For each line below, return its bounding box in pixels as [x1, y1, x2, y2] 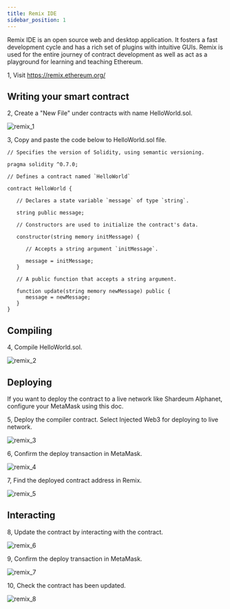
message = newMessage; [25, 294, 91, 301]
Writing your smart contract [7, 90, 129, 102]
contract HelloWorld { [7, 186, 72, 192]
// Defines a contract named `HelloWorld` [7, 173, 131, 180]
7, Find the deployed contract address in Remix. [7, 476, 143, 484]
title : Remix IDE [7, 10, 57, 17]
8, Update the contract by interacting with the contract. [7, 528, 163, 536]
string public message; [16, 210, 85, 217]
